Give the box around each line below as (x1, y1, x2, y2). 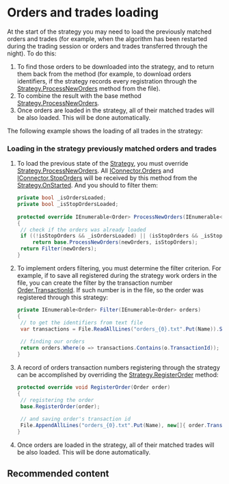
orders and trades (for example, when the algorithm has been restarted (7, 34, 207, 42)
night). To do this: (7, 49, 57, 58)
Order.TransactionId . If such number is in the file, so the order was (16, 285, 204, 294)
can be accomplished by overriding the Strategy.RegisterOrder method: (16, 370, 219, 379)
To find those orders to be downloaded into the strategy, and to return (16, 62, 214, 71)
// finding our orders (20, 338, 85, 345)
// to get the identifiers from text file (20, 319, 144, 326)
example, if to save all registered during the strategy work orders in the (16, 271, 217, 279)
